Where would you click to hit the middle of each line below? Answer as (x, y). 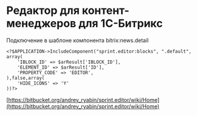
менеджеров (41, 23)
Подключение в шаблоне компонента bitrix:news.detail (78, 40)
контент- (105, 11)
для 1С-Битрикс (120, 23)
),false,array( (26, 78)
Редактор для (43, 11)
